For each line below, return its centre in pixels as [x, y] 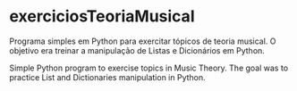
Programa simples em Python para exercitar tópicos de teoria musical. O [143, 41]
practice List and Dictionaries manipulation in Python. [107, 77]
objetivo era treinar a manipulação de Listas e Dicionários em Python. [137, 50]
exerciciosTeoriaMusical [102, 17]
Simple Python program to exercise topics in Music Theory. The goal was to [149, 68]
